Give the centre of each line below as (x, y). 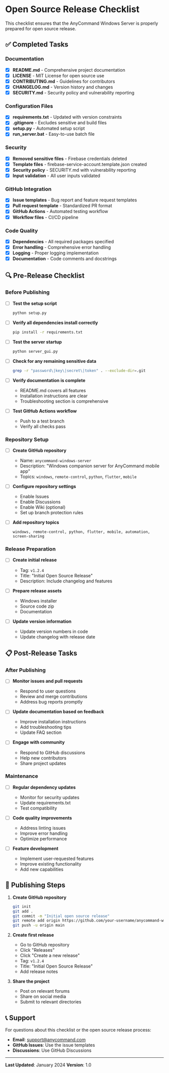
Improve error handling (44, 833)
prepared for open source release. (41, 28)
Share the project (31, 981)
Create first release (33, 935)
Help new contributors (43, 758)
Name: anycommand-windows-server (56, 461)
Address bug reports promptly (51, 702)
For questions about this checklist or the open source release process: (78, 1030)
